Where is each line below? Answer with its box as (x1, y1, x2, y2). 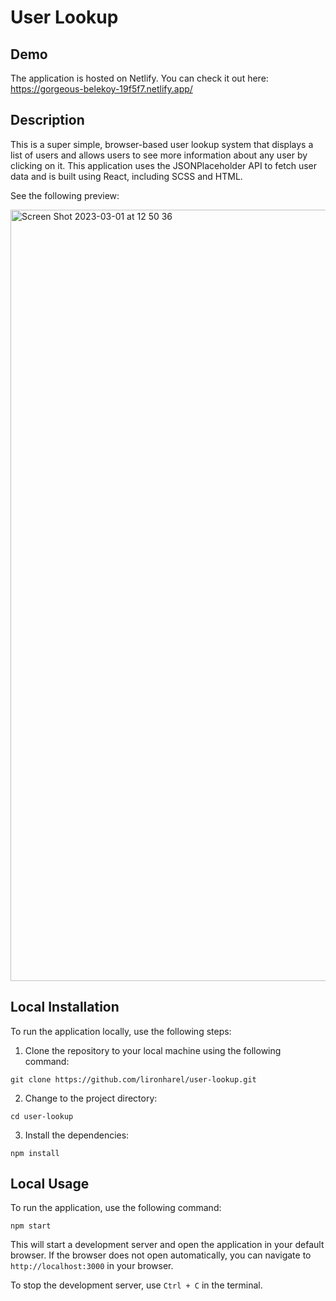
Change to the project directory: (24, 1092, 158, 1104)
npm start (10, 1221, 52, 1231)
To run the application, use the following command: (10, 1202, 222, 1214)
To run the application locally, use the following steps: (10, 1025, 232, 1037)
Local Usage (10, 1176, 90, 1193)
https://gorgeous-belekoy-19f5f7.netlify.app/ (10, 83, 193, 95)
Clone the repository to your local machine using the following (24, 1044, 282, 1056)
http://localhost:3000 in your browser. (10, 1260, 174, 1272)
